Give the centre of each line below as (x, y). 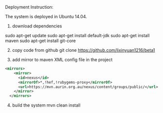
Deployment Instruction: (29, 7)
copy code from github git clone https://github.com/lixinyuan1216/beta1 (83, 50)
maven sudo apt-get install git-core (41, 41)
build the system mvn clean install (46, 105)
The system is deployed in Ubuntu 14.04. (46, 16)
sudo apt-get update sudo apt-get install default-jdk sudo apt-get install (77, 35)
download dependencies (37, 26)
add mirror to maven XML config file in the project (62, 60)
